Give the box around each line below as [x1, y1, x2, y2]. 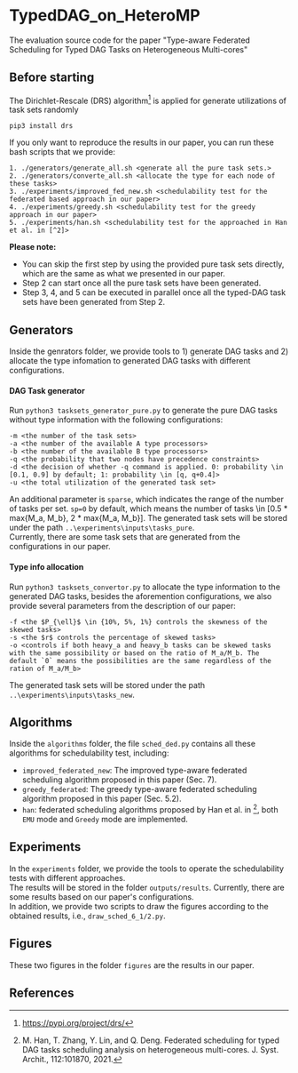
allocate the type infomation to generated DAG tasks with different [9, 356, 251, 366]
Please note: [9, 242, 57, 252]
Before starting [9, 70, 95, 85]
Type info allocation [9, 562, 84, 573]
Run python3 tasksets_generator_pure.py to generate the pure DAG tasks [9, 405, 278, 416]
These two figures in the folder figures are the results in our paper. [9, 959, 255, 970]
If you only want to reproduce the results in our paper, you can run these [9, 137, 275, 148]
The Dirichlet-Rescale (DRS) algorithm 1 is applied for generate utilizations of [9, 93, 286, 106]
